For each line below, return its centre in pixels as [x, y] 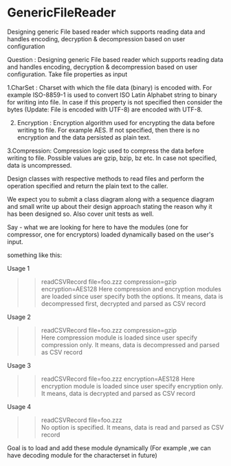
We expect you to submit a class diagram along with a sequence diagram [111, 199]
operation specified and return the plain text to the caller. [88, 186]
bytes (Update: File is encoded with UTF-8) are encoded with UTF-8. [105, 109]
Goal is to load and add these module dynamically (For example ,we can [109, 447]
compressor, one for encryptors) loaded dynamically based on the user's [111, 234]
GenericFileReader [62, 13]
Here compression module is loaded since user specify [119, 337]
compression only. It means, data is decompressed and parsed [130, 344]
